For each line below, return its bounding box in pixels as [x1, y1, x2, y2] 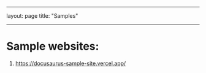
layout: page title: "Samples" [6, 12, 78, 19]
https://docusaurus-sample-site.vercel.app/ [15, 60, 126, 67]
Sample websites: [6, 39, 99, 53]
